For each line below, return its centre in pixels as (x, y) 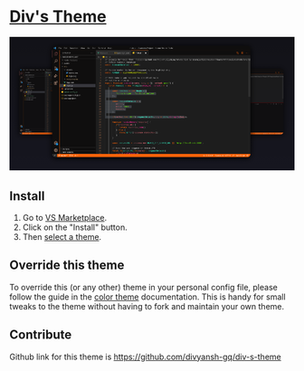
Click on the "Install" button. (75, 227)
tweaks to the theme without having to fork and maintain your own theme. (147, 306)
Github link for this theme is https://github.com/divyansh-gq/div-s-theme (146, 357)
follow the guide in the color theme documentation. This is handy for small (148, 297)
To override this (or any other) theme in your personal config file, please (143, 287)
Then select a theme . (62, 236)
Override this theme (67, 266)
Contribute (41, 335)
